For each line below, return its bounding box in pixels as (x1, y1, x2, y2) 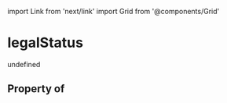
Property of (7, 82, 65, 96)
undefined (7, 59, 41, 69)
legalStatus (7, 34, 84, 51)
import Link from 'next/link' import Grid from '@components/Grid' (7, 7, 220, 16)
